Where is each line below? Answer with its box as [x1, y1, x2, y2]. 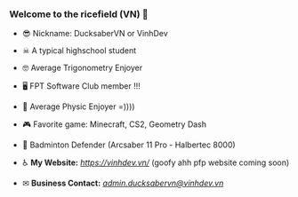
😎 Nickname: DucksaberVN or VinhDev [21, 28, 169, 39]
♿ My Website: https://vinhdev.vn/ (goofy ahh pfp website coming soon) [21, 157, 290, 168]
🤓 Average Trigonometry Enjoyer [21, 62, 143, 74]
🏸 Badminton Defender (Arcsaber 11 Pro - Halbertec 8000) [21, 139, 236, 150]
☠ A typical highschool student [21, 45, 137, 56]
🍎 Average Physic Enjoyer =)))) [21, 101, 135, 112]
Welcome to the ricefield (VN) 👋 [9, 8, 149, 20]
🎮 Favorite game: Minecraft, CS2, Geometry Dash [21, 119, 207, 130]
